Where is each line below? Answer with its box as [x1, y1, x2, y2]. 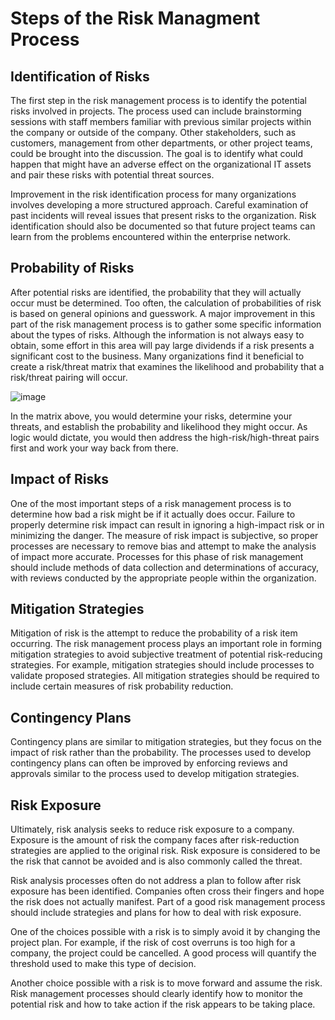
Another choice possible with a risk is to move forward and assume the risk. [10, 977, 323, 989]
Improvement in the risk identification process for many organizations [10, 188, 297, 200]
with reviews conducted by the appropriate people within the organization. [10, 572, 317, 584]
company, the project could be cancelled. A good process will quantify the [10, 947, 317, 959]
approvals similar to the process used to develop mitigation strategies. [10, 768, 300, 780]
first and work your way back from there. [10, 442, 179, 454]
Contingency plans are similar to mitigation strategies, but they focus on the [10, 736, 322, 748]
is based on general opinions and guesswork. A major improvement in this [10, 307, 316, 319]
